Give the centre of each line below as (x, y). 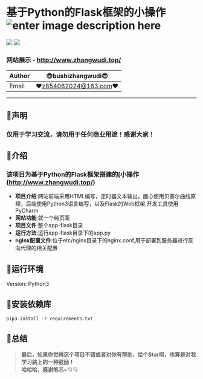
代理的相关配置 (39, 248)
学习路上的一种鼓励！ (47, 362)
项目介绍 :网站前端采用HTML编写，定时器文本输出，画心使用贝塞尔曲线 (103, 196)
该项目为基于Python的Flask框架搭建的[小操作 (72, 174)
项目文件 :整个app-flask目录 (49, 225)
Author (20, 76)
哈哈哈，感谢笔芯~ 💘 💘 (50, 369)
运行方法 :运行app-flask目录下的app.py (63, 233)
